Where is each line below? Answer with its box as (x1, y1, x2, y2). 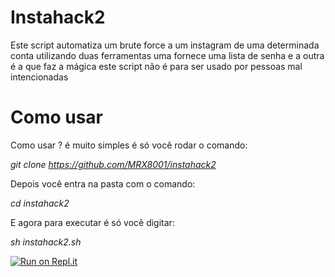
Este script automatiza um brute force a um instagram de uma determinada (10, 39, 320, 51)
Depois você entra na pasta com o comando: (10, 177, 196, 190)
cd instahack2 (10, 197, 70, 209)
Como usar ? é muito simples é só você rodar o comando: (10, 139, 248, 151)
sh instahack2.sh (10, 236, 82, 248)
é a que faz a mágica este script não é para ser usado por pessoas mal (10, 60, 303, 72)
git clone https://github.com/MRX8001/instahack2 (10, 158, 217, 170)
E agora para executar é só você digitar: (10, 216, 175, 228)
